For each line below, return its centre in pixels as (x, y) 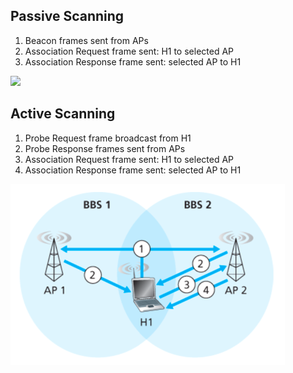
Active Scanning (63, 114)
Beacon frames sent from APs (86, 40)
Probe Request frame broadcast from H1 (108, 138)
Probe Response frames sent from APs (105, 148)
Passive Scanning (67, 16)
